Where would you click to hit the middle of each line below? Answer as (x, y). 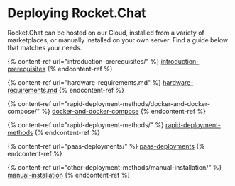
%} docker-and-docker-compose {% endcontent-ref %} (124, 111)
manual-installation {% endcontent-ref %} (69, 175)
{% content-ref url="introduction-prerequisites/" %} (83, 61)
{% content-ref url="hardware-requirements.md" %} (84, 82)
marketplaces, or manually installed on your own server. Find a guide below (118, 40)
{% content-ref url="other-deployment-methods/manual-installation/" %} (115, 167)
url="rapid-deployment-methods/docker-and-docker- (132, 103)
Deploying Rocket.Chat (77, 13)
